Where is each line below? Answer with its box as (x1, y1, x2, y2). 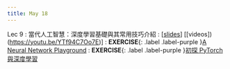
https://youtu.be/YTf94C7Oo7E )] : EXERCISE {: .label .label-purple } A (9, 37, 207, 46)
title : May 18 (7, 10, 49, 17)
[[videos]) (183, 30, 213, 38)
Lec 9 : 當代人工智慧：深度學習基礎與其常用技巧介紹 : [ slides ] (7, 30, 183, 38)
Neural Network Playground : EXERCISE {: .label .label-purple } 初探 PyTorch (7, 46, 224, 54)
